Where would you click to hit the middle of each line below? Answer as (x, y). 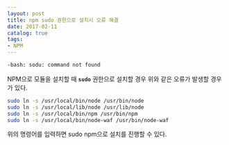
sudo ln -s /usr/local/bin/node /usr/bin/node (76, 101)
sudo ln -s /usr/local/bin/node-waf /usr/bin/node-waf (88, 120)
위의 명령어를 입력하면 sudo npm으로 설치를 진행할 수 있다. (87, 134)
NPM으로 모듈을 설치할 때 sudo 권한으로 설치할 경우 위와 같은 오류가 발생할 (108, 79)
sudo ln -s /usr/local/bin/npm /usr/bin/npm (73, 114)
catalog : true (28, 33)
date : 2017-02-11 (32, 26)
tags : (15, 40)
